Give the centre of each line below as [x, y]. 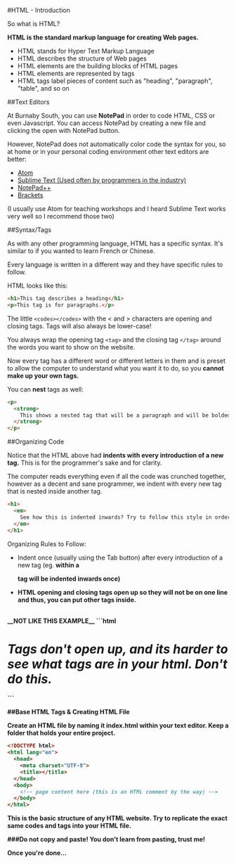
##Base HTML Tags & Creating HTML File [68, 712]
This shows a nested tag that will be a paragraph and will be [114, 415]
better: [17, 159]
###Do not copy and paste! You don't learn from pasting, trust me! [106, 839]
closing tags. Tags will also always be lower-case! [80, 325]
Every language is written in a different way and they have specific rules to [115, 264]
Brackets [30, 195]
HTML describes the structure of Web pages [82, 58]
